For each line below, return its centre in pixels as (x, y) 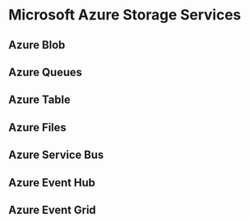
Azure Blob (37, 45)
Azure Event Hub (52, 183)
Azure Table (40, 100)
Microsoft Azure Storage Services (125, 15)
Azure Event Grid (52, 209)
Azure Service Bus (56, 155)
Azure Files (38, 127)
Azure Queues (45, 72)
